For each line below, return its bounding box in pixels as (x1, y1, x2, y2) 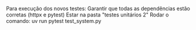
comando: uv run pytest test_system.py (6, 18, 102, 24)
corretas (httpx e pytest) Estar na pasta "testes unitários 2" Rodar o (6, 11, 169, 18)
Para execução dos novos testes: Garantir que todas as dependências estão (6, 5, 191, 12)
